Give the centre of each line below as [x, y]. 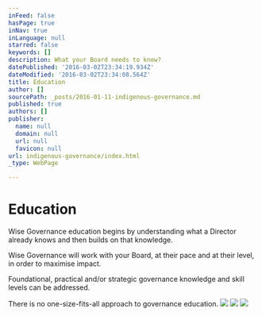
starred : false [33, 45]
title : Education [37, 82]
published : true [35, 104]
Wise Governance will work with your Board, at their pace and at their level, [131, 256]
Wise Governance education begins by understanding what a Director [122, 232]
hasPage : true [32, 23]
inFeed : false [32, 15]
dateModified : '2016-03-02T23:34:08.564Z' [79, 75]
